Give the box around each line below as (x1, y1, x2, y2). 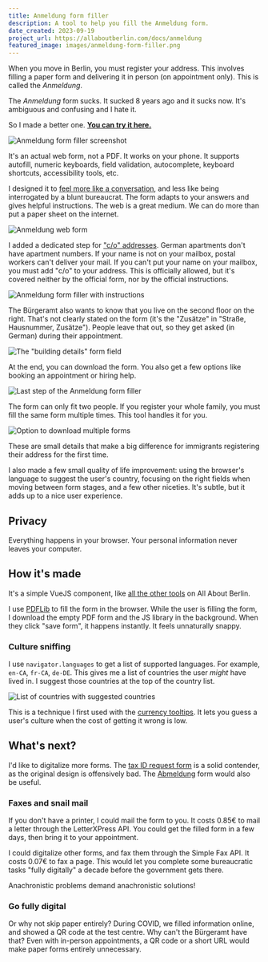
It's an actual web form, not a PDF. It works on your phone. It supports (8, 152, 240, 161)
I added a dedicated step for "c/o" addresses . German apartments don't (8, 240, 246, 250)
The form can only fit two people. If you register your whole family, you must (8, 402, 261, 411)
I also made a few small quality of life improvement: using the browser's (8, 466, 245, 475)
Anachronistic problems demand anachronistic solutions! (8, 881, 196, 891)
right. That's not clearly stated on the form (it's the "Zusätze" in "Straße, (8, 314, 246, 324)
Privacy (8, 514, 48, 527)
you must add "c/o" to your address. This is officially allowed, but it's (8, 266, 235, 276)
